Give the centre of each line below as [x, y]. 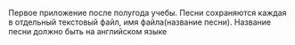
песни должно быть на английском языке [88, 31]
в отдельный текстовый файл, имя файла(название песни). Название [140, 22]
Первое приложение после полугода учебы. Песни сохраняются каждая [147, 13]
